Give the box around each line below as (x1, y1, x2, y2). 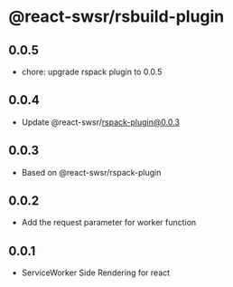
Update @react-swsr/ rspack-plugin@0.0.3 (21, 116, 180, 128)
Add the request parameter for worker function (21, 217, 197, 228)
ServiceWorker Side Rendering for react (21, 267, 171, 278)
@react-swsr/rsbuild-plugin (8, 6, 225, 27)
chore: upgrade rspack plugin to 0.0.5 (21, 66, 163, 77)
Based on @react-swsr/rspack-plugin (21, 167, 162, 177)
